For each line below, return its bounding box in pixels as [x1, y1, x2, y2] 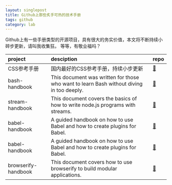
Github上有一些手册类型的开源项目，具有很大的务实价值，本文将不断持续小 [5, 36, 163, 43]
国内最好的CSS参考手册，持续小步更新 [51, 65, 143, 72]
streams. [51, 108, 72, 115]
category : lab [5, 22, 36, 27]
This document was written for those [51, 74, 139, 81]
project [8, 55, 26, 63]
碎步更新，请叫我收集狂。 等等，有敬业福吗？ [5, 43, 101, 49]
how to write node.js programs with [51, 101, 136, 108]
